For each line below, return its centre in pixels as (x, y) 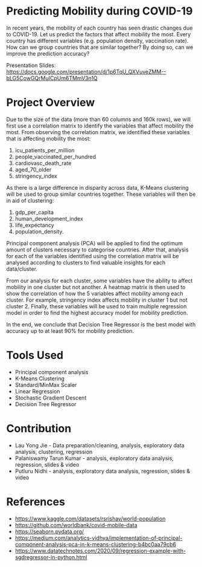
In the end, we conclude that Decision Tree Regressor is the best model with (101, 324)
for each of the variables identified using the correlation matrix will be (93, 256)
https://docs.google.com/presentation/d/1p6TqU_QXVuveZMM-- (87, 71)
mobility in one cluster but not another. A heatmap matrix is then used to (96, 287)
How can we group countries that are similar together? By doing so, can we (100, 47)
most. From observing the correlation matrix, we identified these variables (98, 132)
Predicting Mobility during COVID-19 (99, 11)
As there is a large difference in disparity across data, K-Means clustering (97, 187)
